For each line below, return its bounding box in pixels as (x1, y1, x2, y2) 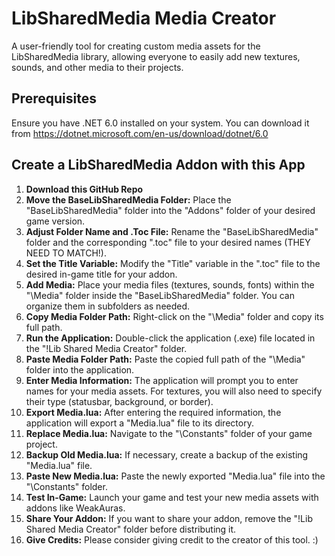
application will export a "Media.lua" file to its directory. (25, 417, 254, 429)
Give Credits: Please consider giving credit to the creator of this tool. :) (25, 533, 319, 546)
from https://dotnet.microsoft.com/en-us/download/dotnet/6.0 (11, 127, 269, 139)
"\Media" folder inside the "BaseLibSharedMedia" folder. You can (25, 289, 295, 301)
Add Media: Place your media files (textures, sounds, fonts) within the (25, 278, 315, 291)
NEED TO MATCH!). (25, 247, 108, 259)
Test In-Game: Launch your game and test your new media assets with (25, 491, 319, 503)
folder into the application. (25, 363, 135, 376)
